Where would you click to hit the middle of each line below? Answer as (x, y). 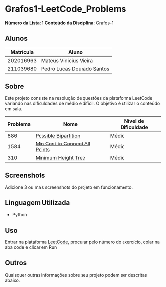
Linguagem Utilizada (38, 203)
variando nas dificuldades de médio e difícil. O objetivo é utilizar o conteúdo (83, 103)
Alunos (17, 38)
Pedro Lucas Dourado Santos (75, 69)
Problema (19, 124)
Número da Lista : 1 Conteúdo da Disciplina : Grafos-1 (59, 23)
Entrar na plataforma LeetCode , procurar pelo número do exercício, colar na (82, 242)
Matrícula (22, 52)
